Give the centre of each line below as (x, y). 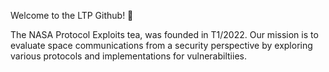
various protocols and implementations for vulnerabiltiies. (128, 56)
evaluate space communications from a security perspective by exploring (161, 45)
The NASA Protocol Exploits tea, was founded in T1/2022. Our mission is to (164, 34)
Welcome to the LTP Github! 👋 (72, 15)
